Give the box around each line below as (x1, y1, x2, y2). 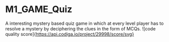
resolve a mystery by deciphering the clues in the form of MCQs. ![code (5, 25, 156, 31)
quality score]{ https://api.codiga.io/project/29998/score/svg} (5, 31, 134, 37)
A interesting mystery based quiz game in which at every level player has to (5, 20, 164, 26)
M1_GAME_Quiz (5, 4, 73, 15)
